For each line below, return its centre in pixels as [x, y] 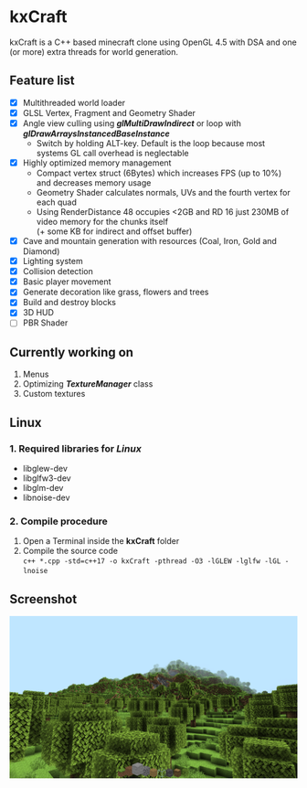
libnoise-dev [46, 497]
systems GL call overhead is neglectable [112, 153]
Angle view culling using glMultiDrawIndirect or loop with [132, 123]
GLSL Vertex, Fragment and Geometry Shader [109, 112]
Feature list [42, 81]
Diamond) [41, 251]
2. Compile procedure [58, 521]
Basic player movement [67, 282]
